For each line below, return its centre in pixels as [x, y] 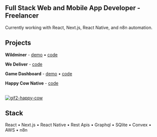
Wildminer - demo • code [31, 55]
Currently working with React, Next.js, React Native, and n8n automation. [79, 27]
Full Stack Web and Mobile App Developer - [73, 8]
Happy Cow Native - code [32, 83]
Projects [18, 43]
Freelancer [22, 16]
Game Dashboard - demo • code [39, 73]
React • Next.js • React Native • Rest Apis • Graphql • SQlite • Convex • [78, 125]
